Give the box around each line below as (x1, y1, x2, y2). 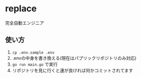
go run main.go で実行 (12, 61, 58, 67)
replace (5, 3, 37, 14)
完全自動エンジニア (5, 20, 44, 26)
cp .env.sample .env (12, 50, 55, 55)
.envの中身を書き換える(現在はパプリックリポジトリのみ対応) (12, 55, 137, 61)
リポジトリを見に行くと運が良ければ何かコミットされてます (12, 67, 133, 73)
